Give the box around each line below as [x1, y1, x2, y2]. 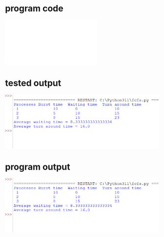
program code [5, 3, 63, 14]
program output [5, 161, 70, 172]
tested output [5, 78, 61, 89]
